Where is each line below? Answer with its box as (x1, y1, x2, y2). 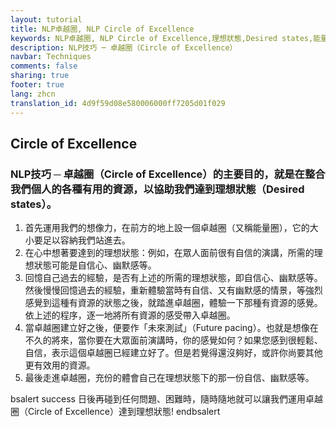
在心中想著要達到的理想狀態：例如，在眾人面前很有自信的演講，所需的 (24, 247, 315, 259)
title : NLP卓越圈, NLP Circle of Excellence (10, 24, 195, 34)
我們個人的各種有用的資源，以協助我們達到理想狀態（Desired (10, 182, 305, 196)
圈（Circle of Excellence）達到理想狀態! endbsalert (10, 406, 221, 418)
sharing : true (10, 71, 70, 81)
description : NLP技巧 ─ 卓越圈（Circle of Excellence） (10, 42, 238, 53)
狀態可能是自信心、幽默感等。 (33, 259, 157, 271)
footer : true (10, 80, 65, 90)
